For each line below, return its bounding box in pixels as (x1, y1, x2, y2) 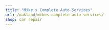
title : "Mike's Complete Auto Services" (5, 7, 93, 13)
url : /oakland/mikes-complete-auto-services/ (5, 12, 104, 17)
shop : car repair (5, 17, 42, 22)
